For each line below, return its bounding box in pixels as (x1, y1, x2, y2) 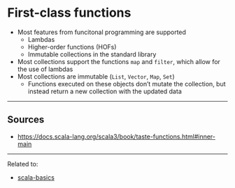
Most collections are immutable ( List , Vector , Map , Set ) (17, 72, 175, 81)
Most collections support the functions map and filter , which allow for (17, 57, 220, 65)
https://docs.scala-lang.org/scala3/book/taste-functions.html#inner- (17, 132, 215, 141)
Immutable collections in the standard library (27, 50, 157, 58)
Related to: (7, 159, 38, 168)
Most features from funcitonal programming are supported (17, 28, 187, 36)
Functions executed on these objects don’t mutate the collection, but (27, 79, 226, 88)
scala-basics (17, 173, 55, 182)
